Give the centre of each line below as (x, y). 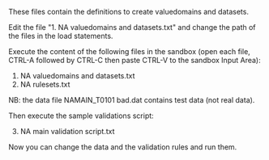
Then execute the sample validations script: (81, 116)
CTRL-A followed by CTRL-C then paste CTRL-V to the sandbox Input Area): (134, 60)
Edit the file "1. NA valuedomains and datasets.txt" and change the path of (132, 27)
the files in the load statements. (61, 36)
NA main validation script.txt (67, 131)
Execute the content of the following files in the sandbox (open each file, (130, 51)
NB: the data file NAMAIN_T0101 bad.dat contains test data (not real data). (132, 100)
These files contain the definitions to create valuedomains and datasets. (129, 12)
